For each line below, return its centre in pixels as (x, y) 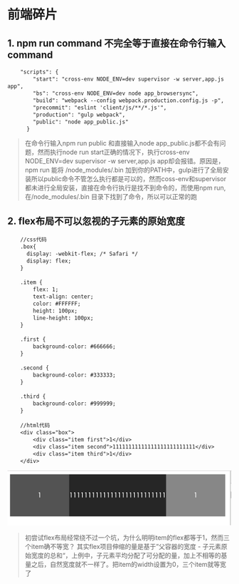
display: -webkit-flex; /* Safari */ (82, 254)
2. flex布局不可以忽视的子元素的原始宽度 (96, 221)
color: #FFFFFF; (57, 304)
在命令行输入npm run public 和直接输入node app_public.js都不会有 (122, 143)
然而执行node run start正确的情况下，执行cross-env (113, 152)
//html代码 (35, 425)
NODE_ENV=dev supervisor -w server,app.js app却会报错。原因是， (124, 161)
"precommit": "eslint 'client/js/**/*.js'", (100, 108)
